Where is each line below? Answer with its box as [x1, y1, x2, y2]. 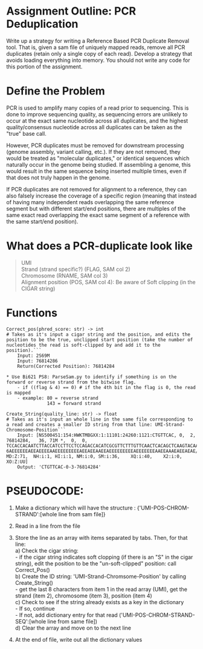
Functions [6, 306, 57, 319]
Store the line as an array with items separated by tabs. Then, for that [14, 534, 188, 541]
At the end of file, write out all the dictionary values [14, 636, 143, 643]
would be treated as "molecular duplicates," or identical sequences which [6, 155, 190, 162]
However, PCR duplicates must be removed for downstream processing [6, 141, 184, 149]
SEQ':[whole [14, 617, 47, 625]
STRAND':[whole [14, 510, 57, 518]
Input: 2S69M [17, 353, 50, 359]
